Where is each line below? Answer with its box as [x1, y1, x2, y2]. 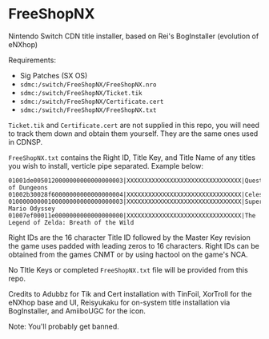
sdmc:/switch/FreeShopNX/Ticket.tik [19, 89, 143, 97]
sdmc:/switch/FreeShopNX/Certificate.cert [19, 98, 164, 106]
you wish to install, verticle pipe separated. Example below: [8, 161, 204, 170]
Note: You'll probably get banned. [8, 321, 120, 331]
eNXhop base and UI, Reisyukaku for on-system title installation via [8, 297, 231, 307]
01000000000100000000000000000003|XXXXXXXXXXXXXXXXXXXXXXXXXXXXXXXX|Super [8, 197, 263, 205]
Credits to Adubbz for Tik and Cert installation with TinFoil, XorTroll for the [8, 289, 252, 298]
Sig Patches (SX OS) [19, 70, 88, 80]
